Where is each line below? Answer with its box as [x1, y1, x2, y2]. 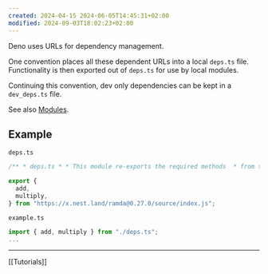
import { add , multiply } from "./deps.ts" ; [8, 228, 159, 236]
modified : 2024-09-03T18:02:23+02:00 [8, 19, 134, 27]
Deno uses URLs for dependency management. [8, 41, 164, 50]
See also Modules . [8, 105, 69, 114]
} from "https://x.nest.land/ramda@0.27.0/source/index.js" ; [8, 199, 216, 208]
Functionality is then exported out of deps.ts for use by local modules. [8, 65, 239, 74]
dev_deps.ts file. [8, 89, 62, 98]
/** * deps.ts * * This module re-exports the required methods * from [8, 163, 255, 171]
